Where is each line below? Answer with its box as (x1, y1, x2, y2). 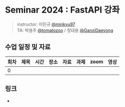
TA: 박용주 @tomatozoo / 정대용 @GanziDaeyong (16, 27, 113, 33)
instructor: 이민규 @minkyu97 (16, 21, 76, 27)
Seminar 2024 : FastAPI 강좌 (5, 4, 120, 15)
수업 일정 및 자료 (5, 43, 51, 51)
